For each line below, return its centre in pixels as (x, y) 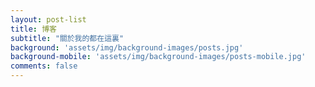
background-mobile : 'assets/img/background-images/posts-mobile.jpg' (158, 57)
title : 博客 (33, 29)
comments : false (44, 66)
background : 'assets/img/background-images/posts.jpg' (127, 47)
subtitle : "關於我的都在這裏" (67, 38)
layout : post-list (48, 19)
